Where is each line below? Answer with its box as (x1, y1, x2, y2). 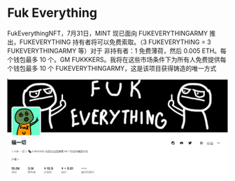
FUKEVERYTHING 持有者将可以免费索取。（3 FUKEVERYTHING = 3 (19, 37, 211, 46)
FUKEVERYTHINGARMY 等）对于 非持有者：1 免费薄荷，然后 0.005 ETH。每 (7, 46, 227, 55)
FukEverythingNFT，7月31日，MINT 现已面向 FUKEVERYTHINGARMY (7, 29, 208, 37)
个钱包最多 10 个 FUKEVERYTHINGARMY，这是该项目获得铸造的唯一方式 (7, 64, 217, 72)
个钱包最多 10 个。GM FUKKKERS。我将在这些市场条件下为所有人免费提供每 (7, 55, 227, 64)
